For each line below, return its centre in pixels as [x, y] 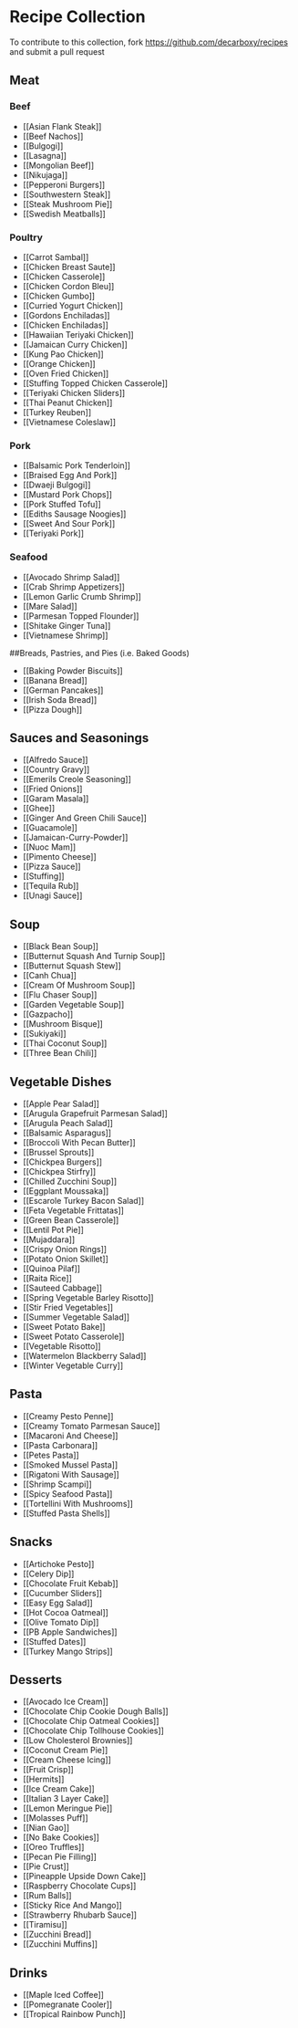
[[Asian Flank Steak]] [62, 126]
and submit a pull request [57, 51]
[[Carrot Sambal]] [56, 256]
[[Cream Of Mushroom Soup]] [79, 985]
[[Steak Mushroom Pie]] [67, 204]
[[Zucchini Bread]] [57, 1934]
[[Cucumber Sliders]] [62, 1593]
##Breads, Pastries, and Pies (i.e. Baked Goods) [99, 653]
